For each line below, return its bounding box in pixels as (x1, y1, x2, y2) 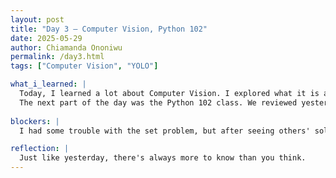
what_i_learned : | (10, 79, 87, 90)
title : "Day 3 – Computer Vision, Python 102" (10, 24, 208, 34)
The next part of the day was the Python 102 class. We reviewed (19, 97, 298, 108)
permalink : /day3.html (10, 52, 105, 62)
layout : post (10, 14, 65, 25)
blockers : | (10, 116, 60, 126)
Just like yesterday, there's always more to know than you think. (19, 153, 307, 163)
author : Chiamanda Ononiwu (10, 42, 123, 53)
